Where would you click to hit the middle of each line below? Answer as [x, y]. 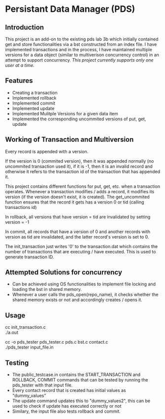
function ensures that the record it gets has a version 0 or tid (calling [75, 202]
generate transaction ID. [30, 257]
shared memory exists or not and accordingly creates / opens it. [77, 300]
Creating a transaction [35, 93]
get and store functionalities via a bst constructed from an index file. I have [81, 44]
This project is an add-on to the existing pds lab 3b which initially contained [82, 39]
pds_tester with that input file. [42, 385]
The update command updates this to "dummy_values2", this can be [81, 401]
